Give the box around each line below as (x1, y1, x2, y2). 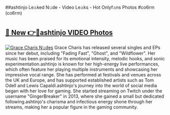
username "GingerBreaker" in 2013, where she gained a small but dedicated (5, 93, 164, 99)
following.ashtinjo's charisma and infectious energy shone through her (5, 98, 153, 104)
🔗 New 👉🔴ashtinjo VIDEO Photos (5, 28, 113, 37)
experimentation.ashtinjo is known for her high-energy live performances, (5, 61, 160, 67)
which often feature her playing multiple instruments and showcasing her (5, 66, 158, 72)
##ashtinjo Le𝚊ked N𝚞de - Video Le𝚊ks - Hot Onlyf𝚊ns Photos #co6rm (5, 5, 155, 10)
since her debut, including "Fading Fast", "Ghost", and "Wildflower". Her (5, 50, 156, 56)
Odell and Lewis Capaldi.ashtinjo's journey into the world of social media (5, 82, 157, 88)
